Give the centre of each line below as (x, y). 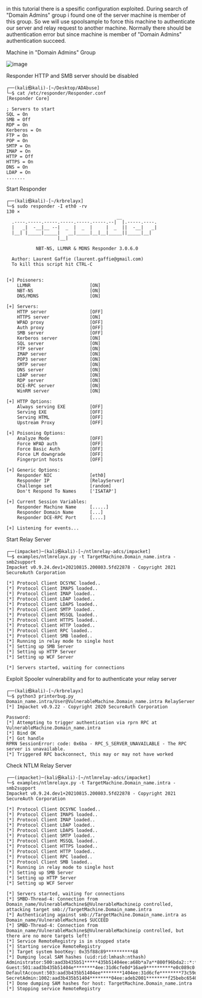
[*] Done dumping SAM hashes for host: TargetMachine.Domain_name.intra (99, 984)
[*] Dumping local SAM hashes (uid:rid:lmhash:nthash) (76, 957)
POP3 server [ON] (59, 359)
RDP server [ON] (59, 381)
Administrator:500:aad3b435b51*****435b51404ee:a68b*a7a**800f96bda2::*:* (102, 962)
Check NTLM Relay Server (39, 766)
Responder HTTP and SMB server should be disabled (72, 76)
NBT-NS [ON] (59, 291)
